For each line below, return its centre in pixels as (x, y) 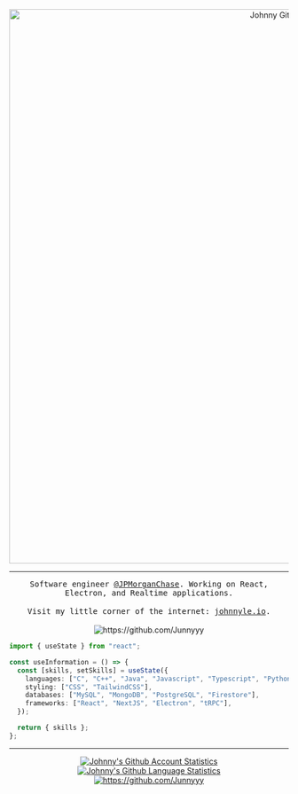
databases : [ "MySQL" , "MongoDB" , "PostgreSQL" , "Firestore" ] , (142, 696)
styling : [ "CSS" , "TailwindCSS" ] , (89, 687)
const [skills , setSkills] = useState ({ (93, 670)
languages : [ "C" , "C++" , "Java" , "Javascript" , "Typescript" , (142, 679)
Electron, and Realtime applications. (149, 593)
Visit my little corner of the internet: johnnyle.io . (149, 611)
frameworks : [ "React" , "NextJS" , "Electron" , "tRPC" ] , (129, 704)
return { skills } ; (53, 727)
